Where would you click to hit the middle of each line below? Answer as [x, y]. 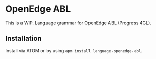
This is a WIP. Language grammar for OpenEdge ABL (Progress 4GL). [79, 23]
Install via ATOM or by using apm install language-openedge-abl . [74, 50]
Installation [24, 39]
